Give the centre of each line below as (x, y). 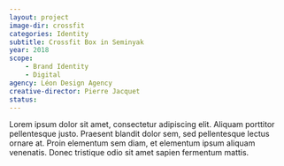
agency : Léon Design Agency (61, 83)
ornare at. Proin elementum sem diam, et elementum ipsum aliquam (132, 143)
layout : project (39, 17)
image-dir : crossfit (47, 26)
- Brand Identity (57, 67)
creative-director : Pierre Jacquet (75, 91)
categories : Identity (49, 34)
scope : (21, 58)
